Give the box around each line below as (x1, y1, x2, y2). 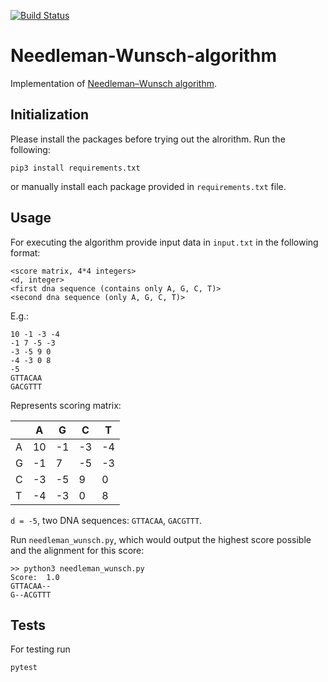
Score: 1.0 (10, 572, 60, 582)
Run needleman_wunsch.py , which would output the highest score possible (10, 533, 312, 545)
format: (10, 246, 41, 259)
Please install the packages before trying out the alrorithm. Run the (10, 133, 286, 145)
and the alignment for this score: (10, 544, 145, 556)
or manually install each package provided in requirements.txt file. (10, 180, 287, 192)
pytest (10, 663, 38, 673)
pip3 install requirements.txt (10, 163, 141, 173)
